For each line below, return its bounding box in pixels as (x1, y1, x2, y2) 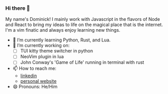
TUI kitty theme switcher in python (20, 48, 93, 54)
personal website (20, 78, 57, 84)
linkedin (20, 73, 37, 79)
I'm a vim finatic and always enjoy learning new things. (5, 27, 121, 33)
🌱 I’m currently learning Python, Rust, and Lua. (12, 37, 111, 43)
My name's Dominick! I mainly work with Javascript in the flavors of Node (5, 16, 160, 22)
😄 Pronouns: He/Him (12, 84, 58, 90)
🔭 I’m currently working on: (12, 42, 70, 49)
